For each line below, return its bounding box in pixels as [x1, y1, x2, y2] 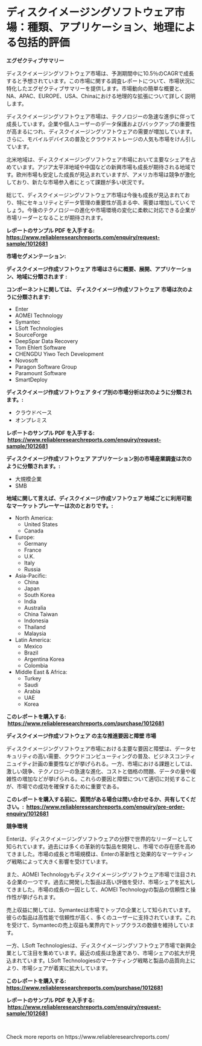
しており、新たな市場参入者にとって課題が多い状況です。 [6, 178, 148, 186]
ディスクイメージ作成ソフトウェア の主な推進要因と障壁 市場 [6, 732, 157, 739]
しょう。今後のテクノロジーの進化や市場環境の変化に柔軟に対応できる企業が [6, 206, 196, 213]
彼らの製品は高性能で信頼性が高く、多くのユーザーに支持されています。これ [6, 914, 196, 921]
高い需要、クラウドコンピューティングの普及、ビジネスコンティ [37, 752, 196, 760]
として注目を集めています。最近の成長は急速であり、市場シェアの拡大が [11, 949, 191, 957]
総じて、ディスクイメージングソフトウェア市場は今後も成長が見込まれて [6, 191, 185, 198]
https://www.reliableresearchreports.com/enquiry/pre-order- [26, 803, 185, 810]
